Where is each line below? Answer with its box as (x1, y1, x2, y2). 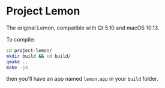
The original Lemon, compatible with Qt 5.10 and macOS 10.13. (6, 24, 160, 31)
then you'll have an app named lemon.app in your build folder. (6, 75, 159, 83)
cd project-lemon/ (6, 47, 52, 54)
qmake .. (6, 58, 28, 64)
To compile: (6, 36, 35, 43)
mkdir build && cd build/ (6, 53, 71, 59)
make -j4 (6, 64, 28, 71)
